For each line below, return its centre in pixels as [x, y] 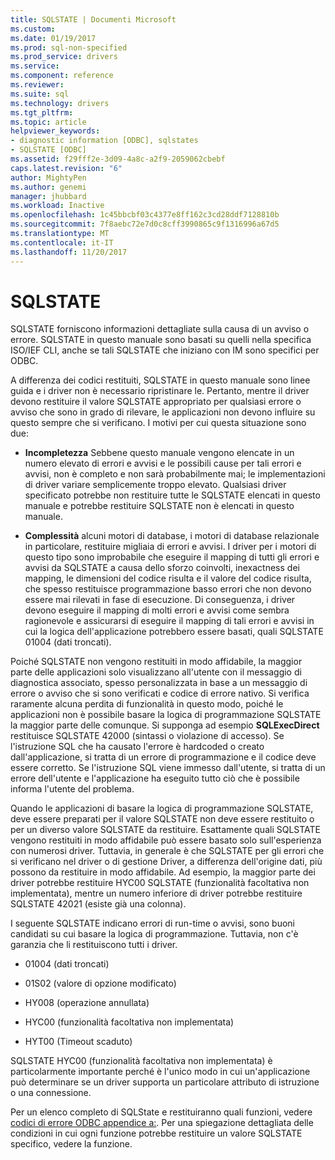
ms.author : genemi [48, 187]
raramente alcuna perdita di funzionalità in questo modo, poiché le [147, 704]
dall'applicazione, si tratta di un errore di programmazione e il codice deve [163, 757]
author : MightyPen [48, 177]
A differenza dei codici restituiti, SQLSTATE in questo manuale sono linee [160, 380]
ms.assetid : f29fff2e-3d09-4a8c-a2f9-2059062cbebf [118, 159]
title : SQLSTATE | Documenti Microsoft [93, 19]
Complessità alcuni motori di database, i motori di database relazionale [172, 536]
